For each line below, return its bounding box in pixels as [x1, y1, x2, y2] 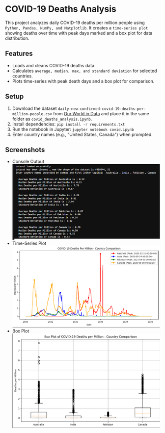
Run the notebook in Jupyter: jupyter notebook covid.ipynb [12, 126, 134, 132]
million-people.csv [12, 111, 53, 116]
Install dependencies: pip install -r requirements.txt [12, 121, 125, 127]
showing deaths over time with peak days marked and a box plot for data [5, 30, 153, 36]
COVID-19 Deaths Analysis [5, 3, 116, 15]
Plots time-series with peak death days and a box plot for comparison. [12, 78, 155, 84]
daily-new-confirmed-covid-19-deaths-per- [58, 106, 146, 111]
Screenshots [5, 146, 45, 154]
